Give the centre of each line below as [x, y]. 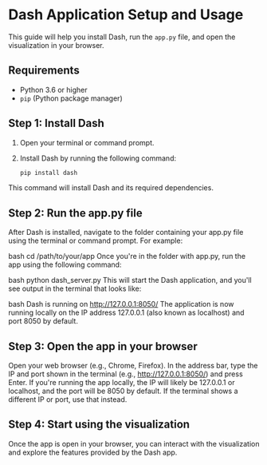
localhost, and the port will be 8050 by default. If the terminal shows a [123, 391]
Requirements [44, 71]
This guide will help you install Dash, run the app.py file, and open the [122, 37]
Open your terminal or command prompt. [87, 142]
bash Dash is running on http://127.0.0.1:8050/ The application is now [121, 304]
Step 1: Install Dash [57, 123]
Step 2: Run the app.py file [75, 213]
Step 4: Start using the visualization [99, 425]
